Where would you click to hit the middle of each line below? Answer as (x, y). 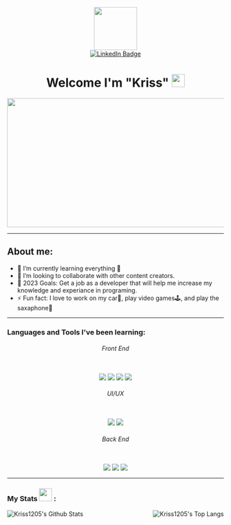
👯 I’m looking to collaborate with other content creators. (96, 275)
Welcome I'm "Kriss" (108, 83)
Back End (115, 439)
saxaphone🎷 (35, 308)
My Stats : (32, 499)
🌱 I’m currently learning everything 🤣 (69, 268)
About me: (30, 251)
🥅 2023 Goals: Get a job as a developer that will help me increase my (114, 283)
